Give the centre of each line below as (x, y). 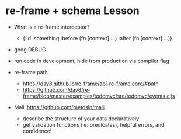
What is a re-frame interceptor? (52, 27)
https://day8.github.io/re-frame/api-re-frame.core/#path (90, 84)
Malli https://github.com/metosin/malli (60, 107)
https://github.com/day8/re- (56, 89)
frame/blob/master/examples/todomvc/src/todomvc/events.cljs (99, 96)
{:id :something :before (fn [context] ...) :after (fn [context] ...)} (98, 38)
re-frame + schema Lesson (72, 11)
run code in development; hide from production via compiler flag (92, 61)
